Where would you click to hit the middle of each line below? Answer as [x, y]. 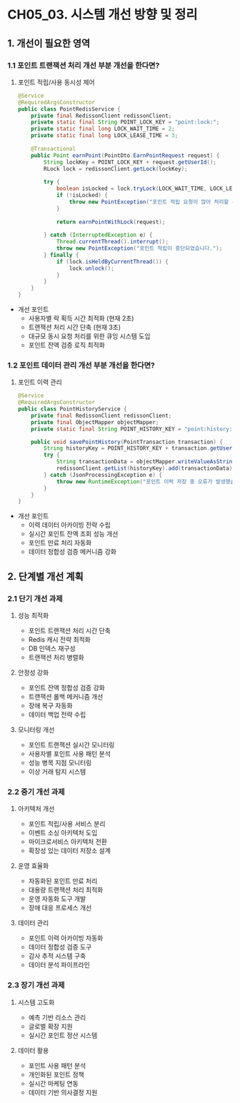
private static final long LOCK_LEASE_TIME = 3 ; [105, 136]
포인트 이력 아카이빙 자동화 [66, 938]
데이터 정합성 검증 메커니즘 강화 [72, 552]
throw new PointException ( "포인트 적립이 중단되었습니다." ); [139, 248]
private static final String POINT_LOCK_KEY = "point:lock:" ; [125, 122]
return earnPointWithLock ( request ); [111, 222]
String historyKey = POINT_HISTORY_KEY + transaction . [127, 448]
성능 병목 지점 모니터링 [60, 762]
